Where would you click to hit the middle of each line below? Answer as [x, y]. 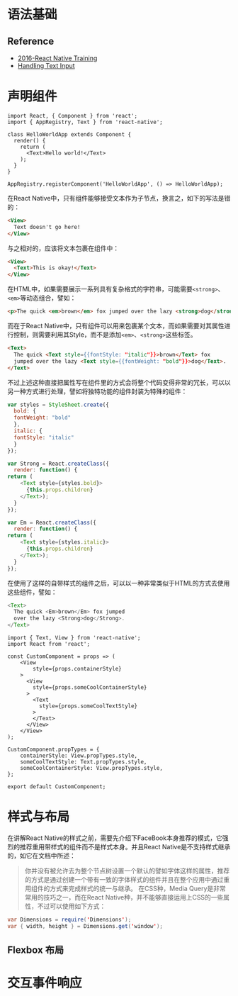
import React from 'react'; [49, 644]
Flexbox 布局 [36, 950]
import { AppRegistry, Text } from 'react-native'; [85, 122]
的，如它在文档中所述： [41, 856]
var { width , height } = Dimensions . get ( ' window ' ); [85, 926]
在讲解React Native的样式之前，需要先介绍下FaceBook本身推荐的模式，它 [115, 838]
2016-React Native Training [57, 58]
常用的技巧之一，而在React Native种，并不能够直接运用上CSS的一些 [124, 897]
